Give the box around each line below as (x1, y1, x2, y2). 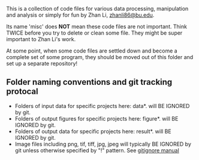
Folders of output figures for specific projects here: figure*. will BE (14, 115, 179, 122)
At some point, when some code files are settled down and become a (6, 47, 178, 54)
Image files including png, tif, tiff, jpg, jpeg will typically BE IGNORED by (14, 140, 192, 147)
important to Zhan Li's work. (6, 36, 76, 42)
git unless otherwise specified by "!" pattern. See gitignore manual (14, 146, 180, 154)
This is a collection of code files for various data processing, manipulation (6, 5, 189, 12)
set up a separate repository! (6, 60, 78, 67)
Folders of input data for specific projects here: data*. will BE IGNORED (14, 102, 190, 109)
